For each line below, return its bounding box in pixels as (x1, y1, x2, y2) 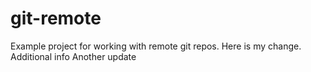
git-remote (10, 7, 102, 30)
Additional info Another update (10, 50, 137, 62)
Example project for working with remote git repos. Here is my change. (10, 40, 302, 52)
